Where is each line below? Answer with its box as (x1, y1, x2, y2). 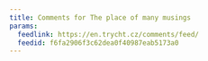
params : (9, 22, 39, 30)
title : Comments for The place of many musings (9, 13, 192, 22)
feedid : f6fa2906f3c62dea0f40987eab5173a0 (17, 38, 179, 48)
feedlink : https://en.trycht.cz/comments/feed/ (17, 30, 200, 39)
